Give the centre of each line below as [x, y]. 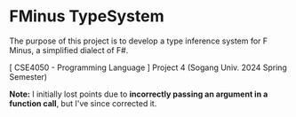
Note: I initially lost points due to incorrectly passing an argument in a [139, 94]
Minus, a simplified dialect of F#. [69, 50]
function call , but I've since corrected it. [83, 103]
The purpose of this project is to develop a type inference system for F [139, 41]
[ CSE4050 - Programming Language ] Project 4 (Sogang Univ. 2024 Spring [148, 67]
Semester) [28, 76]
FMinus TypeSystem [87, 16]
